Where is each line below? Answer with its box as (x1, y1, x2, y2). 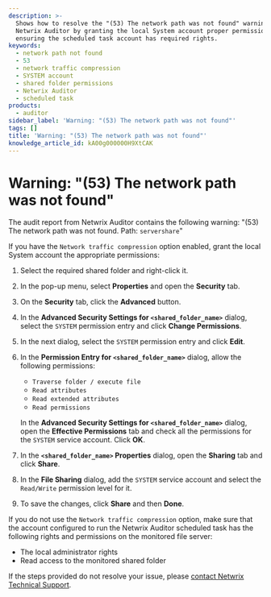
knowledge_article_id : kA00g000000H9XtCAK (8, 139, 153, 147)
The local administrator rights (19, 547, 119, 557)
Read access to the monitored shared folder (19, 556, 167, 566)
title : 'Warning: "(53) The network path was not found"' (8, 131, 207, 139)
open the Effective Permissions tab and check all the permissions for (19, 426, 252, 436)
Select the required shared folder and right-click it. (19, 266, 189, 276)
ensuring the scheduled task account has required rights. (15, 34, 219, 43)
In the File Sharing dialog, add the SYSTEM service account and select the (19, 475, 262, 484)
